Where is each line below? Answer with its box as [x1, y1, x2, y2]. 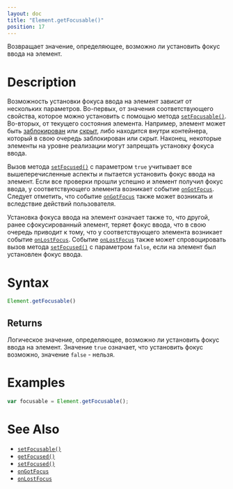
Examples [7, 375, 65, 391]
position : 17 [7, 23, 45, 30]
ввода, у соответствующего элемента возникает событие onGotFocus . [7, 185, 214, 193]
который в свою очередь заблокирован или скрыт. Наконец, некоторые [7, 134, 222, 143]
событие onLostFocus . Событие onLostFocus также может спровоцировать [7, 235, 226, 244]
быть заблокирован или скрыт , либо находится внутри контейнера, [7, 127, 208, 135]
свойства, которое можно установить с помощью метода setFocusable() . [7, 112, 227, 121]
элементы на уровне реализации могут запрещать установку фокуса [7, 142, 214, 150]
